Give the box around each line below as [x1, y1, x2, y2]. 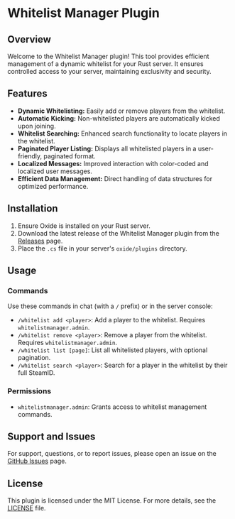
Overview [7, 33, 52, 45]
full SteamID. [17, 368, 55, 377]
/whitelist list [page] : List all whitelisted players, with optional [17, 346, 208, 354]
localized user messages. [17, 167, 92, 175]
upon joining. [17, 121, 56, 130]
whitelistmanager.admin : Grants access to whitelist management [17, 403, 207, 411]
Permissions [7, 386, 52, 396]
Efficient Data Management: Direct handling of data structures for [17, 174, 213, 182]
